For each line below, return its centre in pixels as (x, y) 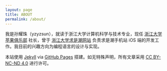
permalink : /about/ (26, 19)
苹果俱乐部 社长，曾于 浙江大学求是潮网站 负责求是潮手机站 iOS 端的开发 (80, 40)
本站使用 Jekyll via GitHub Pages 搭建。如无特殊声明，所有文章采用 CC (79, 57)
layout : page (19, 10)
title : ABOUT (19, 14)
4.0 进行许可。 (36, 63)
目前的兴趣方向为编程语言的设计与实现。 (60, 46)
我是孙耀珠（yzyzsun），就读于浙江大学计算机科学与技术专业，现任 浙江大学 (84, 34)
